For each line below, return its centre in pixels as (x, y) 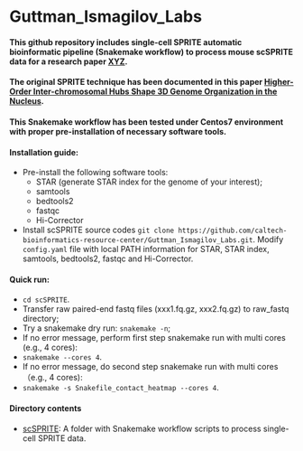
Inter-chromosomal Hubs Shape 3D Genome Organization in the (155, 91)
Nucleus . (27, 101)
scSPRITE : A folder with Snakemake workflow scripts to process (142, 428)
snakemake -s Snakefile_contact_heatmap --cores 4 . (120, 388)
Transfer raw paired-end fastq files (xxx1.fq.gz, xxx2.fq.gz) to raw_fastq (156, 309)
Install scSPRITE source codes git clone (98, 230)
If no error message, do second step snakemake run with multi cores (150, 367)
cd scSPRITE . (46, 299)
